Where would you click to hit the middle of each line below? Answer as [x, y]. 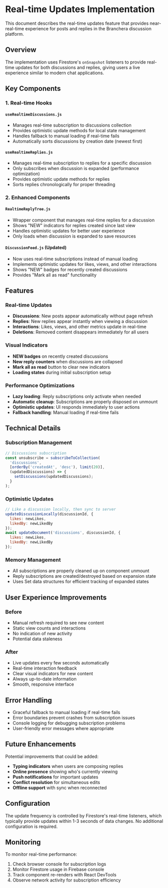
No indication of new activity [42, 633]
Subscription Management [39, 442]
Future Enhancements [41, 744]
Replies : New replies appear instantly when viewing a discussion [80, 321]
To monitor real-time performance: [41, 854]
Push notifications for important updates [55, 777]
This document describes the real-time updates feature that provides [77, 23]
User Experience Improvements [56, 597]
